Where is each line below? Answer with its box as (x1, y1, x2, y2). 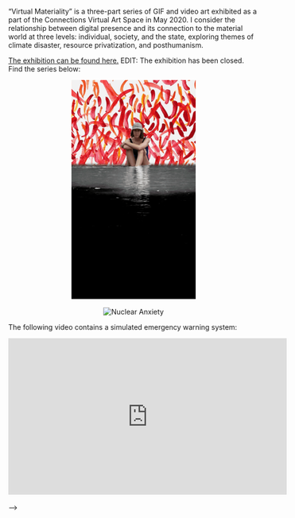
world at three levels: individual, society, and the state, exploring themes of (8, 32, 254, 41)
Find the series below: (8, 64, 81, 73)
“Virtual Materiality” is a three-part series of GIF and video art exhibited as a (8, 6, 257, 16)
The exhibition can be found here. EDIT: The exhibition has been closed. (8, 56, 245, 65)
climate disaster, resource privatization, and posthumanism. (8, 41, 204, 49)
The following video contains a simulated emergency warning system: (8, 322, 238, 331)
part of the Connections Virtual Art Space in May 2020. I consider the (8, 15, 236, 25)
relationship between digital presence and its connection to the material (8, 24, 243, 33)
